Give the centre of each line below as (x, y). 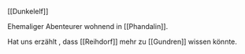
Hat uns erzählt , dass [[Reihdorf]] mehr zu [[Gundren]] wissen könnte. (122, 41)
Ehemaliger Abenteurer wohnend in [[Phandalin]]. (88, 26)
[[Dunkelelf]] (28, 11)
